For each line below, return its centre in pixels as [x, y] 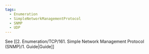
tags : [10, 9]
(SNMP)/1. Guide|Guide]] [30, 47]
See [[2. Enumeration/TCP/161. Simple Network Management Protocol [74, 41]
